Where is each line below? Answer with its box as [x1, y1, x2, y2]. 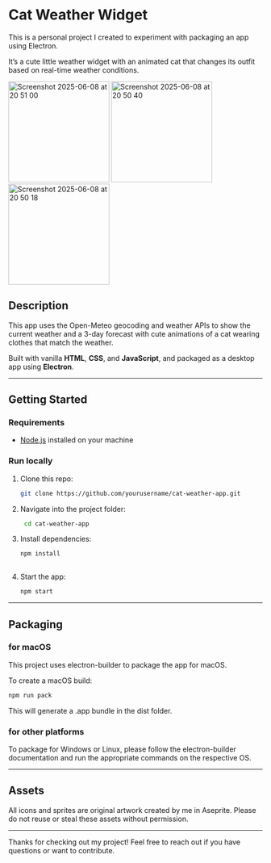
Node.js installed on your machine [19, 435, 134, 445]
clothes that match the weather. [8, 337, 114, 347]
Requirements [8, 417, 65, 429]
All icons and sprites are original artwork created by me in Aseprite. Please [8, 805, 256, 815]
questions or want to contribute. [8, 845, 115, 855]
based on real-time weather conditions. [8, 65, 140, 74]
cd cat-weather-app [23, 519, 90, 528]
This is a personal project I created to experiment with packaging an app [8, 32, 249, 42]
